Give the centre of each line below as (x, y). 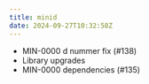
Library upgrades (54, 60)
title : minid (33, 17)
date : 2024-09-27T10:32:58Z (61, 26)
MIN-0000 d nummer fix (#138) (79, 50)
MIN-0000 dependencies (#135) (81, 69)
